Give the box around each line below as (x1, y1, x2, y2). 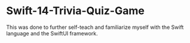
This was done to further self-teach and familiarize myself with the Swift (6, 24, 184, 31)
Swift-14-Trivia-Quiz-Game (6, 4, 145, 18)
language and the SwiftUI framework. (6, 29, 99, 37)
